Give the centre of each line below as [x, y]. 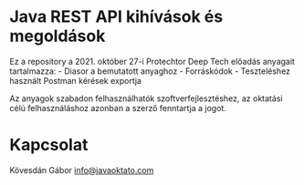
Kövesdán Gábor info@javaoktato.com [82, 170]
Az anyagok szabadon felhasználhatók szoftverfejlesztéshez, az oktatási [146, 98]
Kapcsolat [49, 145]
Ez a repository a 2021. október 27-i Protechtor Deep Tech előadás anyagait [152, 61]
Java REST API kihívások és [116, 17]
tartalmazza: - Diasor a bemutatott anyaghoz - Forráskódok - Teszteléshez [150, 71]
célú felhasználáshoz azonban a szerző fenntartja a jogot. [118, 108]
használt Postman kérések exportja [75, 80]
